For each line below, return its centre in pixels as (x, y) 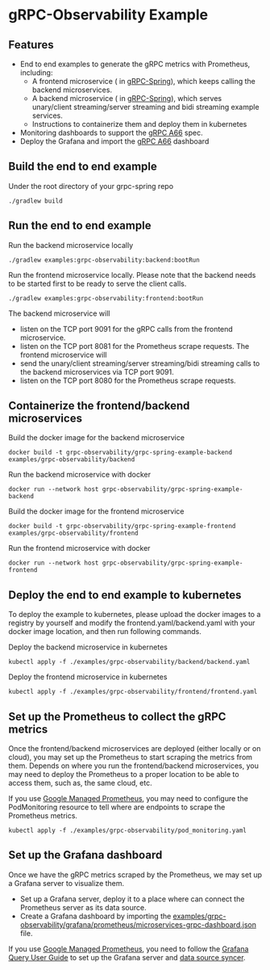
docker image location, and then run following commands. (105, 632)
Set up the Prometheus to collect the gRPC (117, 716)
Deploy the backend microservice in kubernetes (88, 647)
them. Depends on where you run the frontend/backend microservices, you (134, 766)
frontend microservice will (63, 355)
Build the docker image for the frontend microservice (96, 511)
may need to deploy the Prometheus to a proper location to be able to (124, 775)
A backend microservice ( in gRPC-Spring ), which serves (127, 98)
